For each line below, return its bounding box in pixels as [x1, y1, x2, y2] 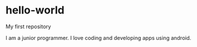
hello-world [5, 4, 65, 17]
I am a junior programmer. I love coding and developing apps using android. [5, 34, 192, 41]
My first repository [5, 23, 51, 30]
